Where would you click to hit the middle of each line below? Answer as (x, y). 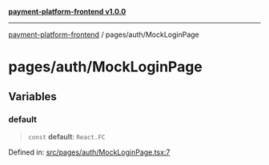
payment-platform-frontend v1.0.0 (67, 12)
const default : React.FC (66, 136)
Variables (33, 97)
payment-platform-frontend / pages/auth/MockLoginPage (104, 34)
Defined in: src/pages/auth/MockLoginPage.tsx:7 (89, 152)
